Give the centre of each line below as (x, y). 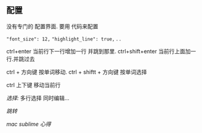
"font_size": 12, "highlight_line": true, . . (64, 39)
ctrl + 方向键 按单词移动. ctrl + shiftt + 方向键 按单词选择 (77, 72)
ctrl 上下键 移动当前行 (34, 85)
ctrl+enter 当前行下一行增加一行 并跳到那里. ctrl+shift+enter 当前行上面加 (99, 51)
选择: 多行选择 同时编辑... (38, 98)
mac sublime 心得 (29, 124)
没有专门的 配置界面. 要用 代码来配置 (52, 26)
